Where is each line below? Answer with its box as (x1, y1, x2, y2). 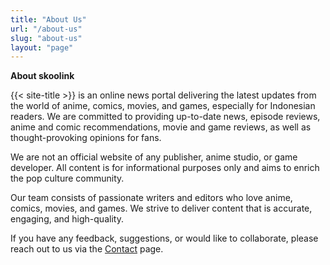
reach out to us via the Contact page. (10, 243, 164, 255)
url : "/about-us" (10, 24, 83, 34)
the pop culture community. (10, 172, 125, 185)
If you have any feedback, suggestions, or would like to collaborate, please (10, 232, 319, 245)
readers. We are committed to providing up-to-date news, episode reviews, (10, 111, 321, 123)
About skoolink (10, 70, 75, 82)
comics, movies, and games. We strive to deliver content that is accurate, (10, 202, 313, 215)
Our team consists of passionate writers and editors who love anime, (10, 192, 293, 204)
